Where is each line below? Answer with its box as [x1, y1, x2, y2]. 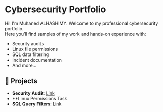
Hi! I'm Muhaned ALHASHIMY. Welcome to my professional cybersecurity [5, 20, 158, 26]
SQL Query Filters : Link [12, 101, 62, 107]
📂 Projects [5, 77, 38, 85]
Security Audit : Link [12, 90, 55, 96]
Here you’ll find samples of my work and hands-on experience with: [5, 31, 146, 37]
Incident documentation [12, 57, 62, 63]
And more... [12, 62, 37, 68]
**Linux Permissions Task [12, 95, 67, 101]
